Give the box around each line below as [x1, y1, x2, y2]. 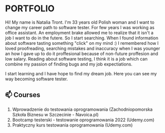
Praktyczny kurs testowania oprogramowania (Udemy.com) [12, 122, 133, 128]
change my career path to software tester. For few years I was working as [5, 24, 155, 30]
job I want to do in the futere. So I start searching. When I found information [5, 35, 159, 41]
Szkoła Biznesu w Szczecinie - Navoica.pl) [12, 111, 99, 117]
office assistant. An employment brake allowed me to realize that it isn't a [5, 30, 154, 35]
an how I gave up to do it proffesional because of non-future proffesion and [5, 50, 159, 57]
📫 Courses [5, 91, 40, 99]
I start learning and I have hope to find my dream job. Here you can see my [5, 70, 157, 76]
